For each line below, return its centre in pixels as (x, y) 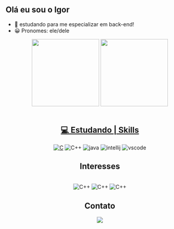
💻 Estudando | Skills (100, 130)
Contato (100, 206)
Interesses (100, 167)
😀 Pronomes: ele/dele (42, 30)
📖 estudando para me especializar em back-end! (74, 24)
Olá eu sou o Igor (38, 10)
